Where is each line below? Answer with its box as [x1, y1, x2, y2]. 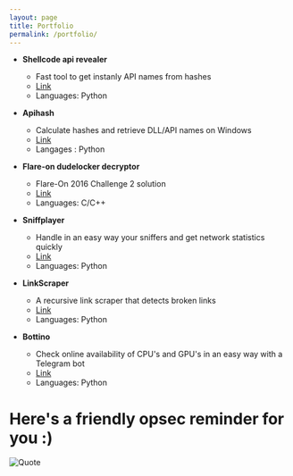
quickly [35, 242, 63, 253]
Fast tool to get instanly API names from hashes [35, 71, 212, 82]
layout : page [9, 13, 58, 22]
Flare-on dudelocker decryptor [21, 162, 140, 172]
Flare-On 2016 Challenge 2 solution [35, 179, 167, 189]
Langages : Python [35, 144, 105, 154]
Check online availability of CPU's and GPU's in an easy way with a [35, 349, 283, 360]
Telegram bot [35, 358, 85, 369]
